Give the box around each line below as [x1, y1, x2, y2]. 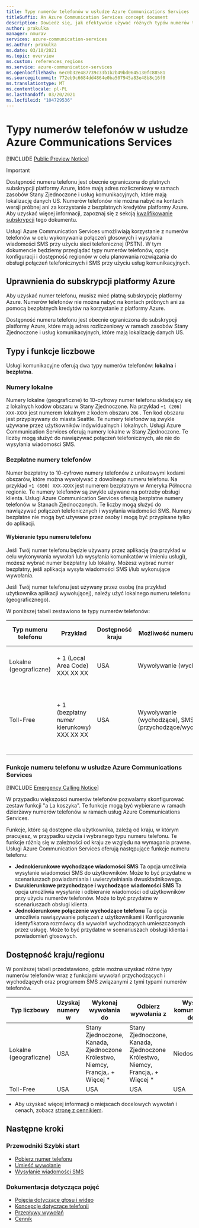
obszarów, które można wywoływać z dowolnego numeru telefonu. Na [6, 475, 178, 482]
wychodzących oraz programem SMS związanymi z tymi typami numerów [6, 978, 187, 985]
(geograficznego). [6, 596, 50, 603]
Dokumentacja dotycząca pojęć [6, 1183, 99, 1191]
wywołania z [130, 1010, 167, 1018]
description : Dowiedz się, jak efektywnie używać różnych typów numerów [6, 20, 190, 26]
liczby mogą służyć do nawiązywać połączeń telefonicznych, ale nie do [6, 435, 180, 442]
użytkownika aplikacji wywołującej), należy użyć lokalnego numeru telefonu [6, 589, 191, 596]
